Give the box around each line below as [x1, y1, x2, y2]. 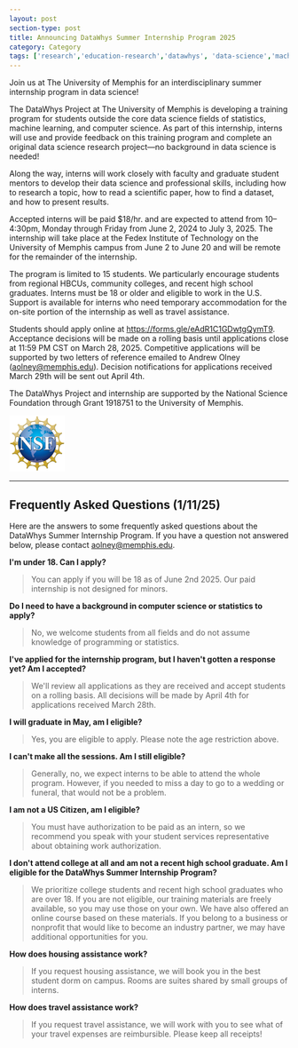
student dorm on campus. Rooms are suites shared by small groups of [30, 975, 288, 986]
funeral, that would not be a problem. [30, 787, 167, 798]
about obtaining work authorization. [30, 840, 161, 851]
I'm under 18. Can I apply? [9, 556, 106, 568]
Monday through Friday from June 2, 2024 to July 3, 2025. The [42, 223, 273, 234]
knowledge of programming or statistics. [30, 636, 180, 647]
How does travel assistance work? [9, 1002, 139, 1012]
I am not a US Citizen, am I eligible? [9, 804, 140, 814]
